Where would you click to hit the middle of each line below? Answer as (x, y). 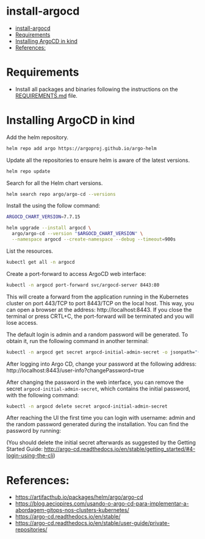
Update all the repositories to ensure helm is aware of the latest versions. (98, 160)
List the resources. (30, 251)
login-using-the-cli (30, 455)
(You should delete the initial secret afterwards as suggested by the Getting (101, 443)
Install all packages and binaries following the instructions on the (96, 89)
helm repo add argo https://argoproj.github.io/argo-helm (81, 148)
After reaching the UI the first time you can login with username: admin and (101, 418)
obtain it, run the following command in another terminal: (77, 341)
